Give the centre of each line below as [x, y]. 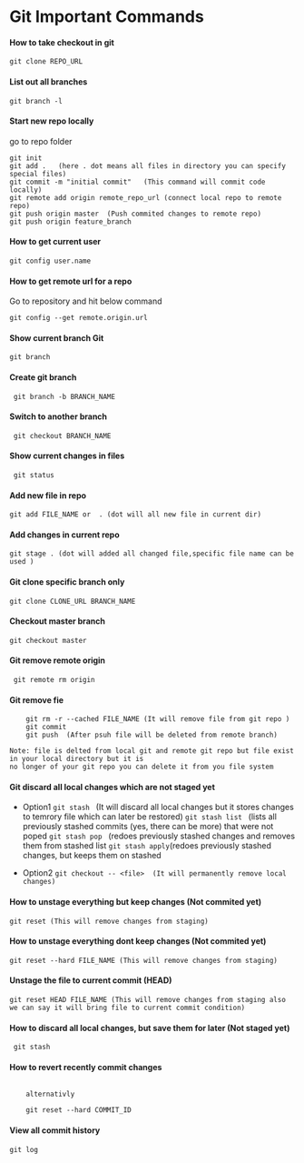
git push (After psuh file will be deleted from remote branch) [152, 735]
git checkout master [49, 640]
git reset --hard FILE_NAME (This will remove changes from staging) [144, 960]
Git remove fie [37, 700]
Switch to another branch [58, 416]
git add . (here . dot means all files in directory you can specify [147, 165]
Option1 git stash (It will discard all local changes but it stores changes [158, 807]
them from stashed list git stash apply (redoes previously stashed [147, 846]
